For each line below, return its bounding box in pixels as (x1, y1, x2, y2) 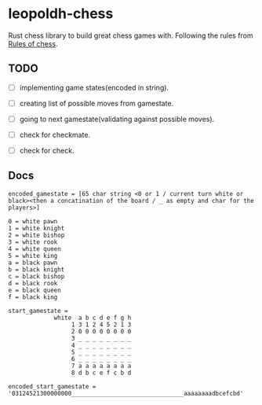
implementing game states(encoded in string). (19, 83, 169, 92)
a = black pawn (8, 259, 58, 267)
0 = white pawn (8, 217, 58, 225)
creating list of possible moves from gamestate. (19, 98, 174, 108)
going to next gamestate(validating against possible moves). (19, 114, 215, 123)
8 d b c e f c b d (71, 369, 132, 377)
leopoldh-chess (8, 5, 114, 23)
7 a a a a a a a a (71, 362, 132, 370)
